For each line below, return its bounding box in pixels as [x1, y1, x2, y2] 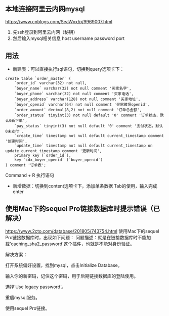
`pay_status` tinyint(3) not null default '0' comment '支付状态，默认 [14, 123, 163, 128]
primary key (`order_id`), [14, 153, 71, 158]
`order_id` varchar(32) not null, [14, 80, 87, 85]
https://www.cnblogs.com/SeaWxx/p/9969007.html [5, 18, 113, 24]
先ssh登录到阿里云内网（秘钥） [12, 29, 78, 35]
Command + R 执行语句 [5, 172, 54, 178]
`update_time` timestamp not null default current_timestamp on [14, 143, 153, 148]
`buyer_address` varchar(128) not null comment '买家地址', [14, 97, 141, 102]
